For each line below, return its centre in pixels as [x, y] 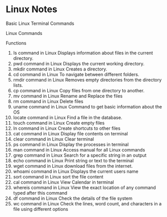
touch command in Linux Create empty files [59, 123]
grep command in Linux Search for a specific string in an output [80, 155]
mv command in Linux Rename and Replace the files [68, 96]
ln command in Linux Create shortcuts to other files [67, 128]
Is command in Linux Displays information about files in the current [83, 53]
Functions [16, 43]
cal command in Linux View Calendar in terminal [63, 182]
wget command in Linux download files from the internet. [73, 166]
